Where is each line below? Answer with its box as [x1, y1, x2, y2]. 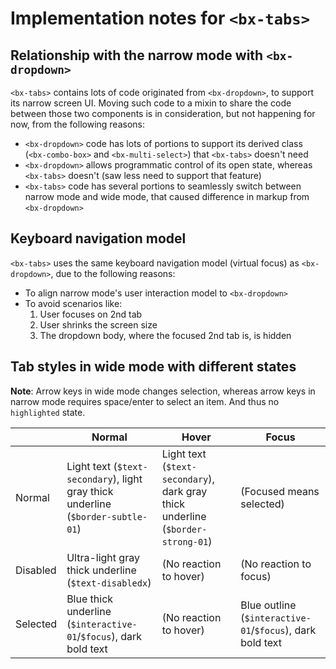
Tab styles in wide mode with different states [10, 358, 297, 376]
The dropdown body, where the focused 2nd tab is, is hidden [39, 329, 292, 341]
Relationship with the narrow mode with [10, 47, 264, 64]
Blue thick [66, 592, 114, 606]
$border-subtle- [70, 511, 148, 522]
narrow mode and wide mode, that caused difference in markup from [24, 191, 310, 202]
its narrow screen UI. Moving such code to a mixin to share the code [10, 97, 292, 109]
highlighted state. [10, 406, 86, 418]
